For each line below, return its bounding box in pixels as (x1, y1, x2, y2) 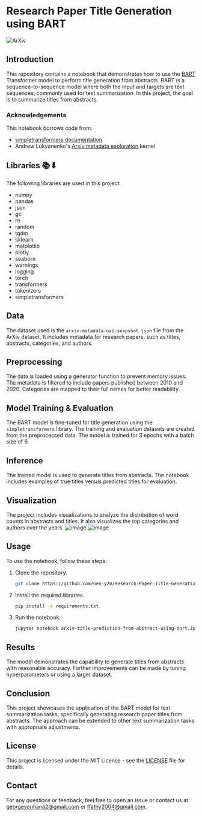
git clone (14, 580, 40, 586)
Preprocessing (6, 357, 63, 367)
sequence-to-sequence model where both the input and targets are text (6, 83, 185, 90)
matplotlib (14, 242, 40, 249)
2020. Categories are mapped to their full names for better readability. (6, 386, 180, 393)
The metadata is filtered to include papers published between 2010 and (6, 379, 183, 386)
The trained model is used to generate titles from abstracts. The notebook (6, 472, 189, 479)
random (14, 223, 35, 230)
